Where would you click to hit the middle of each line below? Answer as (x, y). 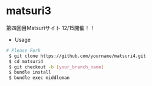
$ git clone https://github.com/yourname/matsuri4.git (77, 56)
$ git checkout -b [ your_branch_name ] (56, 67)
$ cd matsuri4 (26, 61)
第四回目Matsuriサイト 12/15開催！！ (51, 28)
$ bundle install (30, 72)
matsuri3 (29, 11)
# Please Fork (24, 50)
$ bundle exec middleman (39, 78)
